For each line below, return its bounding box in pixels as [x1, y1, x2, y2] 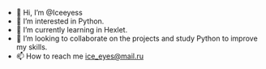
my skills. [15, 42, 48, 52]
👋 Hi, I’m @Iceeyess [15, 8, 83, 17]
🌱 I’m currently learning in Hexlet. [15, 25, 128, 34]
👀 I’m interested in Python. [15, 16, 105, 26]
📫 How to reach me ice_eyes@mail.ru [15, 51, 144, 61]
